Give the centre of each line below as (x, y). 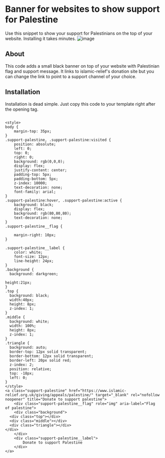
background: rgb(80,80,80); (43, 213)
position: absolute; (35, 144)
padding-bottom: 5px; (36, 179)
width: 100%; (23, 326)
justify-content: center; (41, 170)
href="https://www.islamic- (98, 391)
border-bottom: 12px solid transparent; (51, 356)
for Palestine (32, 20)
